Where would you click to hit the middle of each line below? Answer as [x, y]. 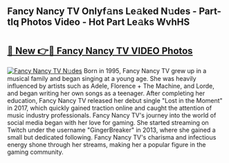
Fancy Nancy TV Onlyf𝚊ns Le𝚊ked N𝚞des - [102, 11]
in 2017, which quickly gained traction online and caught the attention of [110, 108]
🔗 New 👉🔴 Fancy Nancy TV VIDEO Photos [100, 51]
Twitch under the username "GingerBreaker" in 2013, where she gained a [111, 130]
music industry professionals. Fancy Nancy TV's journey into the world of [112, 115]
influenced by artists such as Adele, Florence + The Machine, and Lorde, [111, 86]
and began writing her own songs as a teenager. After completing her [106, 93]
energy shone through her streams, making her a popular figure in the [107, 145]
